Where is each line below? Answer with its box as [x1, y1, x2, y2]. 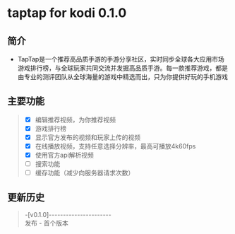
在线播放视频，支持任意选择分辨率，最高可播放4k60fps [35, 142, 196, 150]
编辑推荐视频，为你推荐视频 [35, 115, 116, 124]
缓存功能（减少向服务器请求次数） [35, 168, 135, 177]
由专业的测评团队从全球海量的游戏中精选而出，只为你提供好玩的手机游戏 [17, 73, 228, 81]
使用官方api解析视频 [35, 151, 94, 160]
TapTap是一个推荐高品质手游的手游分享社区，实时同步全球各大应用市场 [17, 55, 224, 63]
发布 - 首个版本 [24, 219, 69, 228]
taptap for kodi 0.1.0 [7, 5, 127, 21]
